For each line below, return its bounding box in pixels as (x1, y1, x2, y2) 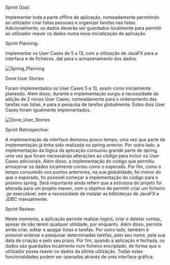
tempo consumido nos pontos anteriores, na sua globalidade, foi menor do (5, 169, 161, 175)
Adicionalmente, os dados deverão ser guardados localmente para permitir (5, 25, 162, 31)
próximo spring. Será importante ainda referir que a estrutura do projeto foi (5, 180, 162, 185)
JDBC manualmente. (5, 196, 48, 202)
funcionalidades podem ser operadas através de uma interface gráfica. (5, 254, 154, 259)
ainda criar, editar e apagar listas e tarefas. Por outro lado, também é (5, 227, 149, 232)
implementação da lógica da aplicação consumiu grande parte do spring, (5, 147, 158, 153)
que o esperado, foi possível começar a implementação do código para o (5, 174, 158, 180)
